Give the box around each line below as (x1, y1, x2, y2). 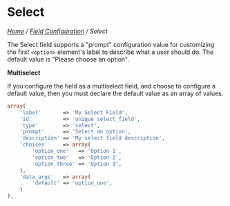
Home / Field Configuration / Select (7, 27, 108, 35)
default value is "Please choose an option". (7, 55, 130, 63)
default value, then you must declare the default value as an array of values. (7, 89, 224, 97)
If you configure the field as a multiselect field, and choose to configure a (7, 82, 216, 90)
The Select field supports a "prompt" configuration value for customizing (7, 40, 215, 48)
